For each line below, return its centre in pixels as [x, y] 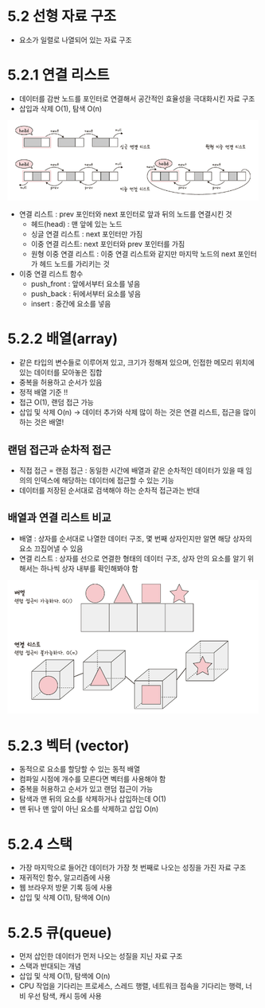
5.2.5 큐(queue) [60, 933]
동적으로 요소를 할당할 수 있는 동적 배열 [80, 769]
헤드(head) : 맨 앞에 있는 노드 [76, 225]
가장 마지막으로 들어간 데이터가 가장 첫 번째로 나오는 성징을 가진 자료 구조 [132, 868]
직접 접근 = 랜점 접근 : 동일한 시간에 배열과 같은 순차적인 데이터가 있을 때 [131, 470]
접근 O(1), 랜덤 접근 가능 [57, 402]
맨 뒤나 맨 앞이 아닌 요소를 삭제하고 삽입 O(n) [89, 809]
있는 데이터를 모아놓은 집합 [60, 373]
